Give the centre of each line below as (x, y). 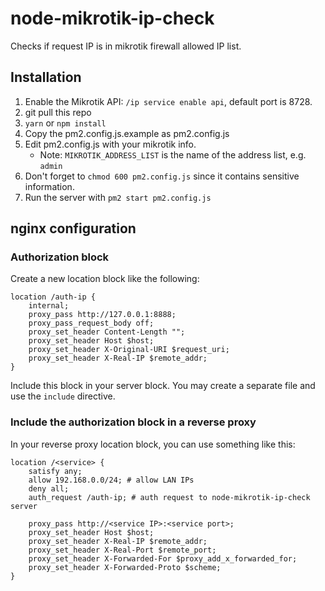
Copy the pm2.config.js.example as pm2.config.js (127, 133)
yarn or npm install (65, 123)
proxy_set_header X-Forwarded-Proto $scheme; (125, 567)
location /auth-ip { (53, 297)
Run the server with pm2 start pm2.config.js (118, 197)
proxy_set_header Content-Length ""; (107, 332)
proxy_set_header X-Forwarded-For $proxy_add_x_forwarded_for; (163, 558)
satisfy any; (55, 471)
